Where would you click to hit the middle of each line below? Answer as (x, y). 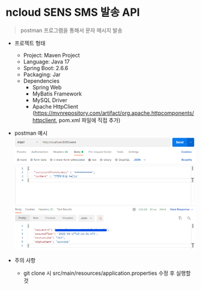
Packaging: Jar (42, 74)
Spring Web (47, 87)
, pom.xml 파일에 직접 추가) (88, 120)
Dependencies (41, 81)
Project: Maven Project (51, 55)
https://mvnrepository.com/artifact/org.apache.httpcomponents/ (114, 113)
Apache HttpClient (55, 106)
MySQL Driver (50, 100)
